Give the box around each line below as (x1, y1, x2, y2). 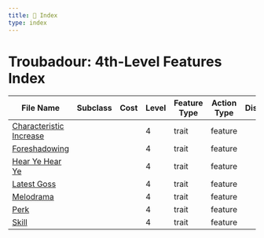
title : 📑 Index (8, 11, 58, 20)
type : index (8, 19, 47, 27)
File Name (21, 103, 60, 114)
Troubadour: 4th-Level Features (8, 53, 222, 71)
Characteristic (12, 121, 64, 132)
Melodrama (12, 192, 55, 203)
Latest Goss (12, 178, 57, 189)
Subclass (76, 103, 112, 114)
